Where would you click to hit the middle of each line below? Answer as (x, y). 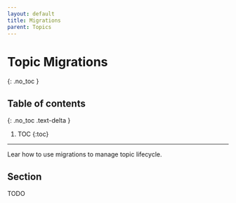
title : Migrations (34, 20)
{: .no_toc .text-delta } (39, 121)
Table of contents (46, 103)
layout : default (31, 14)
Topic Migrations (58, 62)
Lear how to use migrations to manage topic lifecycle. (85, 154)
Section (25, 177)
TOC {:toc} (33, 134)
